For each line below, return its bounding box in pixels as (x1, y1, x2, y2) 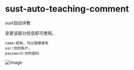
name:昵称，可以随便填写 (5, 41, 49, 45)
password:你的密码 (5, 51, 39, 56)
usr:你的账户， (5, 46, 33, 51)
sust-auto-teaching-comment (5, 3, 129, 14)
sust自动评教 (5, 20, 31, 26)
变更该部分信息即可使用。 (5, 30, 56, 36)
